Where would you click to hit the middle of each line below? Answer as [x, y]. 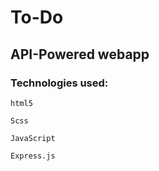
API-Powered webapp [80, 54]
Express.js [33, 156]
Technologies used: [59, 83]
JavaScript [33, 138]
